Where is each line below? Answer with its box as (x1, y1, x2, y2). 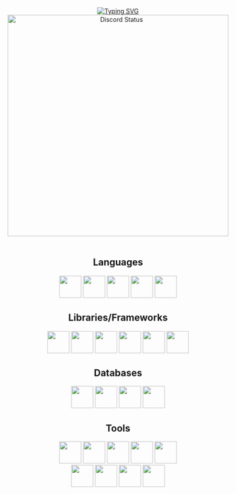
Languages (93, 257, 143, 269)
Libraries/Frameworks (68, 312, 168, 324)
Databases (93, 367, 143, 379)
